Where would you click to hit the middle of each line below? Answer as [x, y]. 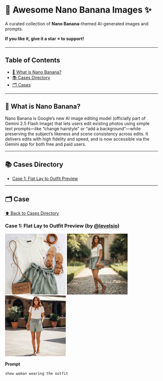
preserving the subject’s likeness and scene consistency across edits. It [77, 134]
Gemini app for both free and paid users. [46, 144]
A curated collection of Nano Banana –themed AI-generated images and [77, 23]
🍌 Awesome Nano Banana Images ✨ [78, 10]
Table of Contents [33, 60]
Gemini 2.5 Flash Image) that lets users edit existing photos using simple [77, 123]
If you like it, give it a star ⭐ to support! [45, 38]
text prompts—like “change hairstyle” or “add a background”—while [73, 128]
